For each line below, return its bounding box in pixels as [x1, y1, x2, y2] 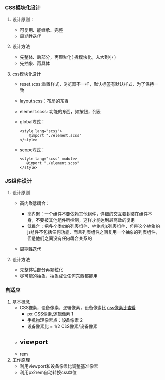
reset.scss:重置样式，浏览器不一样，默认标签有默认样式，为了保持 [19, 81, 154, 87]
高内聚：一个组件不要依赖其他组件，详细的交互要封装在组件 [27, 211, 148, 217]
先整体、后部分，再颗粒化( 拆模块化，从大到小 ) [19, 54, 116, 60]
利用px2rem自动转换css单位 [19, 369, 77, 375]
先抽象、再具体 [19, 60, 50, 66]
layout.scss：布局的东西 [19, 98, 69, 104]
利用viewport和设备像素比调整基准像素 [19, 363, 99, 369]
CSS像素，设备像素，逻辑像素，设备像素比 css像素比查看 [19, 304, 136, 310]
